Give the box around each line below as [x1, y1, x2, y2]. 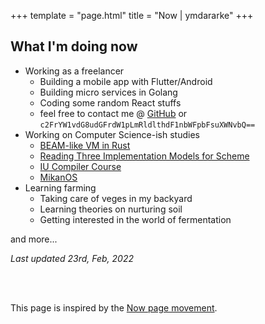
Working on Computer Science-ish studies [24, 128, 200, 140]
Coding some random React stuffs [39, 96, 182, 109]
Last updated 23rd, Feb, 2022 [10, 252, 135, 264]
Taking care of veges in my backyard [39, 192, 193, 204]
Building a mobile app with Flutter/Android [39, 75, 213, 87]
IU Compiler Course [39, 160, 122, 172]
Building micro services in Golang [39, 86, 178, 98]
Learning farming [24, 181, 97, 194]
